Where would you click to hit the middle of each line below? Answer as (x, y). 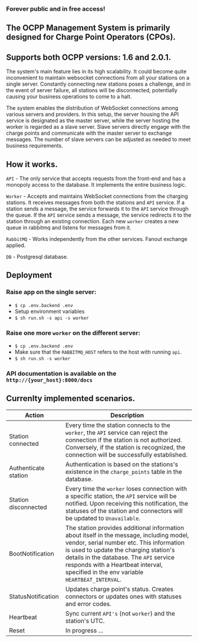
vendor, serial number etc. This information (125, 542)
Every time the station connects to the (118, 425)
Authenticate (27, 468)
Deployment (29, 276)
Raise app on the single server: (51, 292)
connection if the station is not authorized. (124, 440)
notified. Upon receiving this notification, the (127, 503)
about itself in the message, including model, (127, 535)
